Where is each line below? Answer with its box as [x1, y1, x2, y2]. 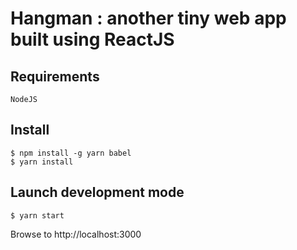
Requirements [10, 68, 100, 85]
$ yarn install [10, 157, 74, 167]
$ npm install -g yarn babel [10, 148, 132, 158]
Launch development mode [10, 184, 185, 201]
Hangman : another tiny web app [10, 7, 287, 30]
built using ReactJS [10, 28, 175, 51]
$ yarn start [10, 210, 65, 221]
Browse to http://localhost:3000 [10, 228, 142, 240]
